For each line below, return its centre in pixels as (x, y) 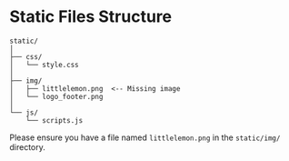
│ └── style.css (44, 65)
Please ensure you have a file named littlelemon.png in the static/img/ (145, 137)
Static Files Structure (91, 17)
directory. (27, 146)
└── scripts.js (55, 120)
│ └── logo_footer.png (56, 96)
